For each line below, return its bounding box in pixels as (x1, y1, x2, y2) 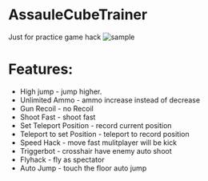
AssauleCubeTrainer (8, 6, 148, 24)
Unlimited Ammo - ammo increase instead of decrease (19, 95, 201, 105)
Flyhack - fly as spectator (19, 155, 105, 164)
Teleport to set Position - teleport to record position (19, 129, 190, 139)
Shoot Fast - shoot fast (19, 112, 96, 122)
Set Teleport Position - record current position (19, 120, 172, 130)
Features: (8, 60, 74, 78)
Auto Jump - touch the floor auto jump (19, 163, 147, 173)
